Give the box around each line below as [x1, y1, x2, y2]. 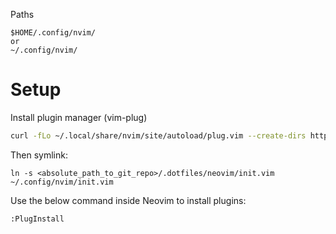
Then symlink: [10, 149, 68, 161]
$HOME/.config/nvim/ [10, 28, 97, 38]
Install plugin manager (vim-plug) [10, 111, 148, 123]
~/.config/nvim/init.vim [10, 177, 114, 187]
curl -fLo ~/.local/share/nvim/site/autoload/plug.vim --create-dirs [10, 130, 307, 141]
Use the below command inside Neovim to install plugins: [10, 194, 247, 206]
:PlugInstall [10, 214, 65, 224]
